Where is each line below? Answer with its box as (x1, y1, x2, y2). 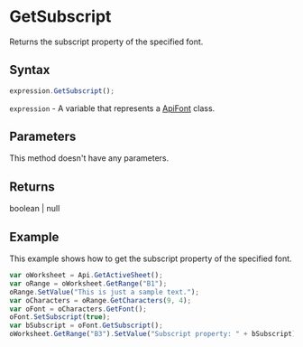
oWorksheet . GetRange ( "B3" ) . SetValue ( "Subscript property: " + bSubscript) (9, 330, 297, 339)
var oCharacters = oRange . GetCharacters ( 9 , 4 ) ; (9, 295, 192, 305)
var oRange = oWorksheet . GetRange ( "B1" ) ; (9, 278, 168, 288)
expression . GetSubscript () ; (9, 86, 115, 96)
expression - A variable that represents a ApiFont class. (9, 102, 216, 114)
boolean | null (9, 203, 60, 214)
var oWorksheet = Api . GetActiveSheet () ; (9, 271, 164, 280)
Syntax (9, 62, 50, 78)
